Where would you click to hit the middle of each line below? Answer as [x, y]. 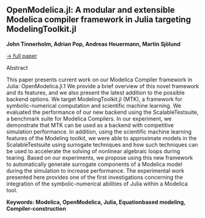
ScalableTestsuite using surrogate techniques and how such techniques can [102, 145]
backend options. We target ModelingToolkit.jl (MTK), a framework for [94, 99]
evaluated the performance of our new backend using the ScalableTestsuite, [102, 112]
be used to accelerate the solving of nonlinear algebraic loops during [93, 151]
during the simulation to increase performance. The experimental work [95, 170]
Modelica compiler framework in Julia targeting [99, 20]
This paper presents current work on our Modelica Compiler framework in [99, 80]
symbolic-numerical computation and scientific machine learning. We [94, 105]
